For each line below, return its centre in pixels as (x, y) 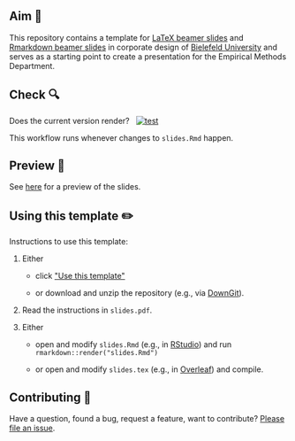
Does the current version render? (69, 120)
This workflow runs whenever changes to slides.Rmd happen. (121, 137)
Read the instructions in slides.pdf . (87, 310)
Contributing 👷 (50, 397)
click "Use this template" (80, 276)
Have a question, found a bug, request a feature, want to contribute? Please (147, 419)
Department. (32, 66)
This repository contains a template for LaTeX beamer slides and (127, 37)
